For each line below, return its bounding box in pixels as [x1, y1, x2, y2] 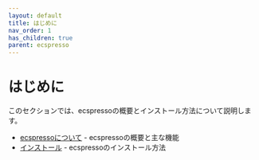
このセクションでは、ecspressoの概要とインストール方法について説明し [8, 106, 245, 115]
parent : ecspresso [8, 41, 69, 49]
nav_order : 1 [8, 26, 52, 34]
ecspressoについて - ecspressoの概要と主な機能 [19, 133, 179, 142]
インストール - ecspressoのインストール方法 [19, 142, 167, 152]
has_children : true [8, 33, 73, 42]
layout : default [8, 11, 62, 20]
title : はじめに [8, 19, 57, 27]
